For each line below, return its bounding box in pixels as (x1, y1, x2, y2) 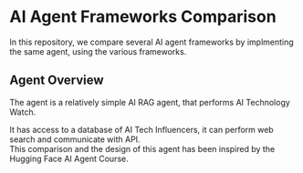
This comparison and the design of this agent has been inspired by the (9, 143, 276, 154)
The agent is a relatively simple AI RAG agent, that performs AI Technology (9, 97, 290, 107)
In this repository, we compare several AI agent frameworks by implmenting (9, 36, 294, 47)
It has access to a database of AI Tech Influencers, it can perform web (9, 124, 274, 135)
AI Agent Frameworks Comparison (9, 6, 277, 27)
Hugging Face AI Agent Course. (9, 153, 130, 164)
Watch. (9, 107, 37, 117)
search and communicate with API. (9, 134, 141, 145)
